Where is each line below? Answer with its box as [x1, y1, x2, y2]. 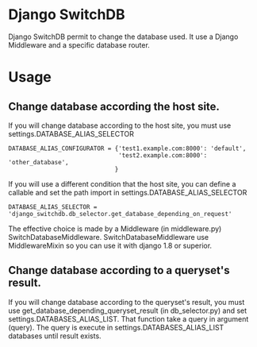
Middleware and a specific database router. [8, 40, 151, 49]
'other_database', [8, 158, 69, 166]
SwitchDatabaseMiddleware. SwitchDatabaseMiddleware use [8, 232, 209, 241]
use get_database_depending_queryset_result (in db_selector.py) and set [8, 306, 247, 315]
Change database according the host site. [8, 99, 221, 113]
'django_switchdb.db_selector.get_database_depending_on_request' [8, 210, 232, 218]
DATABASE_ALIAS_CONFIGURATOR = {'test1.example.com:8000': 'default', [8, 145, 247, 152]
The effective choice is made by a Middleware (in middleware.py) [8, 224, 222, 233]
